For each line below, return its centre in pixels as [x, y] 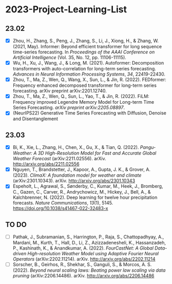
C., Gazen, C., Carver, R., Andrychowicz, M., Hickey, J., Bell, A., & [82, 192]
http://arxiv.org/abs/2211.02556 [46, 164]
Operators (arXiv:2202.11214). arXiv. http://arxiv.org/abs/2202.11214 [84, 259]
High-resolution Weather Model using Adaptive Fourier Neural [93, 254]
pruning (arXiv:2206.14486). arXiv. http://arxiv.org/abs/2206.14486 [83, 276]
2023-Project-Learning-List [66, 10]
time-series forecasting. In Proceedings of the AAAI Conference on [84, 52]
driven [20, 254]
